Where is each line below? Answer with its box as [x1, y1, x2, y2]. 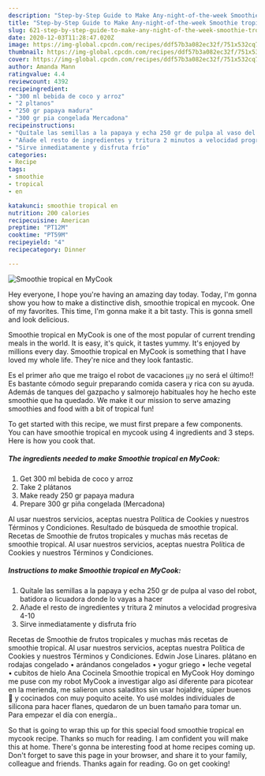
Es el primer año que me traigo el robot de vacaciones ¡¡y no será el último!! [8, 370, 254, 379]
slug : [8, 26, 26, 34]
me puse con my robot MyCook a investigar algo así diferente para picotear [8, 676, 254, 686]
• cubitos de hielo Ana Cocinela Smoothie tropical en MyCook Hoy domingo [8, 668, 255, 677]
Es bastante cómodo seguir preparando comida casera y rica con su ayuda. [8, 379, 255, 388]
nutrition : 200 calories [8, 209, 90, 217]
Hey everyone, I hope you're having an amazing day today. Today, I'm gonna [8, 289, 257, 299]
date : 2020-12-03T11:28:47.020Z [8, 33, 114, 42]
